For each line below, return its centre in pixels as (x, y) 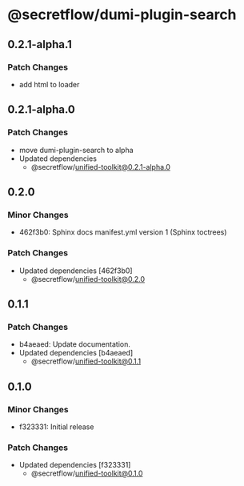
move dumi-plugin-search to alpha (76, 150)
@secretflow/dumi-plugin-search (122, 15)
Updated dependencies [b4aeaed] (76, 353)
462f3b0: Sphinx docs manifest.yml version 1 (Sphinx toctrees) (123, 232)
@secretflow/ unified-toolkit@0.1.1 (86, 361)
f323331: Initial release (56, 427)
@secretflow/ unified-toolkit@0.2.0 (88, 279)
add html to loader (49, 84)
